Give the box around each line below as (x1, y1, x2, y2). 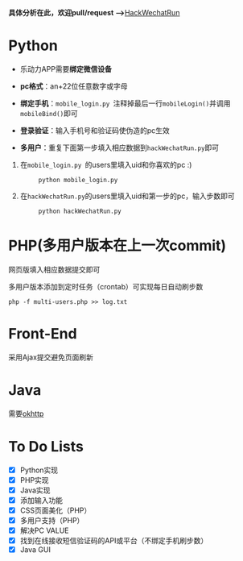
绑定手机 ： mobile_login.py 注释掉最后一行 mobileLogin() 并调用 (19, 98, 231, 108)
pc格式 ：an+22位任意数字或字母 (19, 81, 128, 91)
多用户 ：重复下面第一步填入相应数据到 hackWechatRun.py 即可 (19, 143, 220, 152)
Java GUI (19, 545, 51, 555)
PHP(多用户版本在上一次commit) (8, 237, 227, 255)
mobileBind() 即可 (19, 108, 78, 118)
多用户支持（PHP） (19, 516, 84, 525)
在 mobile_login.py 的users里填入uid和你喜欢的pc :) (19, 160, 192, 169)
